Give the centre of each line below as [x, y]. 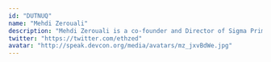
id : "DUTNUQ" [30, 16]
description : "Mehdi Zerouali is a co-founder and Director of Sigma [128, 31]
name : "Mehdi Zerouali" [48, 23]
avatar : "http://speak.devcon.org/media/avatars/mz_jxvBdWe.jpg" [120, 46]
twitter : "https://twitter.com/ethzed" [75, 38]
